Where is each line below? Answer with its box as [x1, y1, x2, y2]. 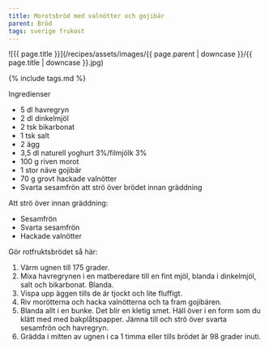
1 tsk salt [19, 131, 50, 140]
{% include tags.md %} [8, 74, 87, 84]
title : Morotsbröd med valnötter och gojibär [8, 11, 164, 20]
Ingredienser [8, 89, 51, 99]
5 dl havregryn [19, 105, 70, 114]
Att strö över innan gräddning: [8, 198, 109, 208]
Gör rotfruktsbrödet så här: [8, 247, 98, 256]
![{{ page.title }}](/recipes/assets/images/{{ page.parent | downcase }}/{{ [8, 50, 253, 59]
